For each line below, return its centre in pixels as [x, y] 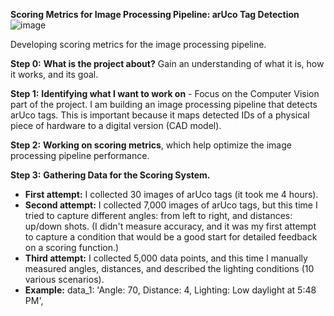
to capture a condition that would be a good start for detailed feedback [171, 237]
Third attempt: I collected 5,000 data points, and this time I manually [166, 258]
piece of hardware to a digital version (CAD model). [116, 125]
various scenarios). [64, 279]
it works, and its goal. [54, 74]
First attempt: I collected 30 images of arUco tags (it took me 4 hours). [171, 194]
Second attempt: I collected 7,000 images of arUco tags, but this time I [171, 205]
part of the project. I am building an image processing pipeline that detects [164, 104]
